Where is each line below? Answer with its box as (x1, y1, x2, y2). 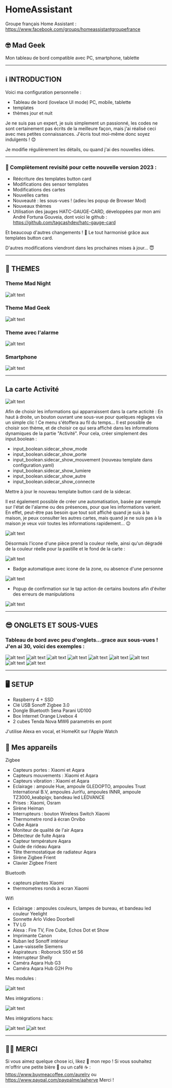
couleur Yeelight (12, 911, 48, 917)
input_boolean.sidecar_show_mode (12, 446, 88, 452)
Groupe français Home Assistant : (5, 21, 77, 27)
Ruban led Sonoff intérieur (12, 938, 69, 944)
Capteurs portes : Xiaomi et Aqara (12, 766, 84, 773)
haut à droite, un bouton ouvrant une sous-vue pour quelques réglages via (5, 414, 163, 420)
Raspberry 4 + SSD (12, 696, 54, 703)
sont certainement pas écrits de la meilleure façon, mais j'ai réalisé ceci (5, 125, 156, 132)
